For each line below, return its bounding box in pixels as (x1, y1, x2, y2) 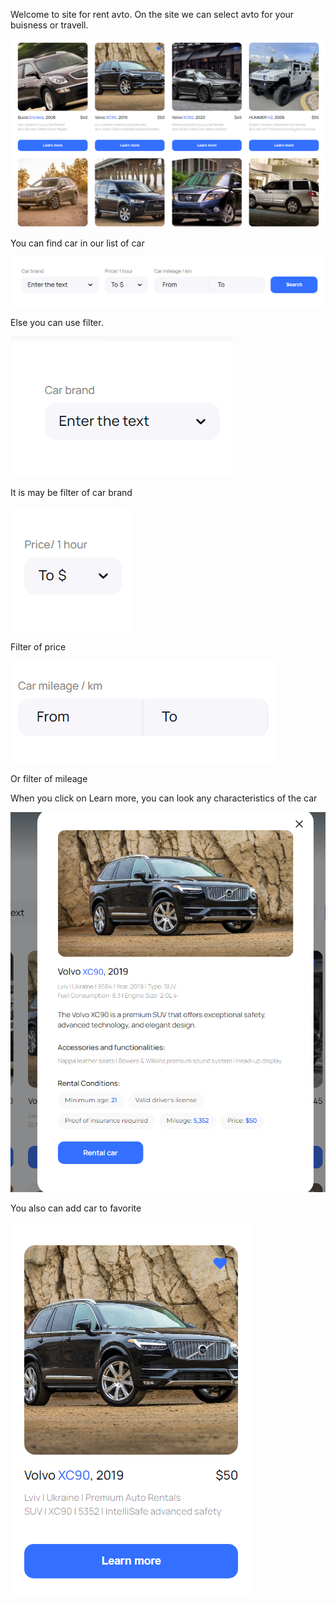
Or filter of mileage (10, 773, 88, 785)
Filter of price (10, 641, 67, 653)
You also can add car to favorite (10, 1202, 142, 1214)
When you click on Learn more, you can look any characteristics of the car (10, 792, 318, 804)
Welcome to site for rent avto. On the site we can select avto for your (10, 9, 295, 20)
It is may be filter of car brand (10, 487, 133, 499)
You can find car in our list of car (10, 237, 145, 249)
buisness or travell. (10, 19, 89, 31)
